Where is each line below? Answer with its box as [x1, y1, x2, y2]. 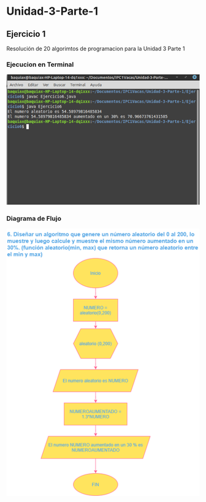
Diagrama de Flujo [6, 215, 61, 223]
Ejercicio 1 [6, 29, 46, 39]
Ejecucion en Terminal [6, 60, 74, 69]
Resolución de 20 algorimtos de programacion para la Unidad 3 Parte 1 [6, 45, 185, 52]
